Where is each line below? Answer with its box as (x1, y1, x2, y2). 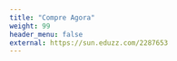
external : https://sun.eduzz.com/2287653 (9, 38, 169, 48)
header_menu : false (9, 30, 84, 39)
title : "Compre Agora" (9, 13, 95, 22)
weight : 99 (9, 22, 51, 30)
